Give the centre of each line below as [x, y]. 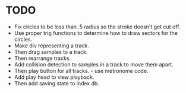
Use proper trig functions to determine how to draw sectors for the [96, 33]
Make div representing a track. [52, 46]
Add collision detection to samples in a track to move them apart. [94, 64]
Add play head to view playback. [54, 77]
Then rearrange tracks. [42, 58]
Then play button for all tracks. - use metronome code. [81, 70]
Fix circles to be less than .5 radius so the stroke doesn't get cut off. [97, 27]
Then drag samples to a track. [51, 52]
